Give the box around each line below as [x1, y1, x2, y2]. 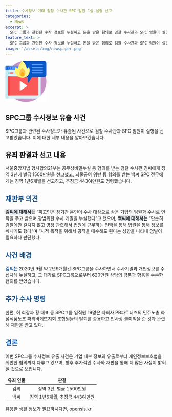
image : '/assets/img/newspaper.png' [5, 46, 83, 51]
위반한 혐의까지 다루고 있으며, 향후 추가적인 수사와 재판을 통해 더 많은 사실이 [5, 359, 157, 365]
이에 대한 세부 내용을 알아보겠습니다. [32, 134, 105, 140]
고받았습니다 [5, 134, 31, 140]
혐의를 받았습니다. [5, 278, 41, 284]
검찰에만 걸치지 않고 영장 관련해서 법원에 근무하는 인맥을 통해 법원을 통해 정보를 [5, 222, 164, 228]
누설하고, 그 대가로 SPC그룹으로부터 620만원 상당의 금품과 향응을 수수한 [18, 272, 163, 278]
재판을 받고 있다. [10, 322, 44, 328]
